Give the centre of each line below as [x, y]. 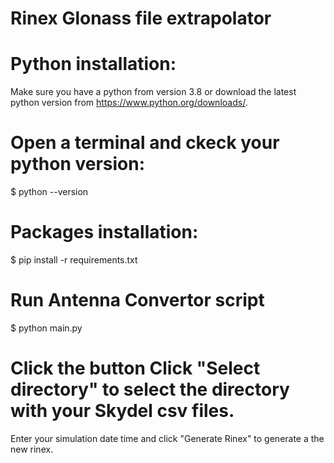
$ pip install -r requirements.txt [74, 260]
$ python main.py [46, 328]
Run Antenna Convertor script [137, 300]
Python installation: [93, 64]
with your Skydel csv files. [122, 411]
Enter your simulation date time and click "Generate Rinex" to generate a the [167, 438]
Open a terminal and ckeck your [145, 143]
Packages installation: [104, 232]
